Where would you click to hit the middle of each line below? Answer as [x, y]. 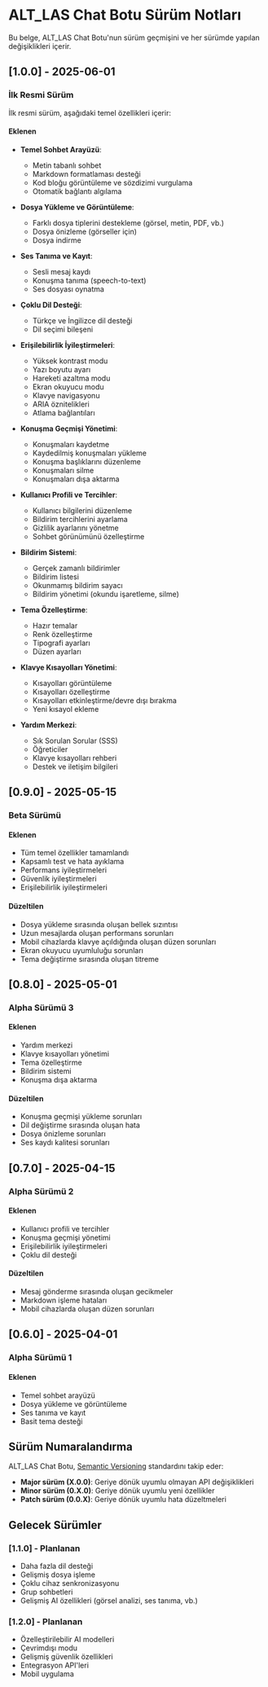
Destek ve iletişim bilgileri [75, 767]
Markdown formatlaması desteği [86, 174]
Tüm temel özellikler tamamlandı [74, 853]
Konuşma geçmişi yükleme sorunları [81, 1117]
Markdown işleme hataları [64, 1300]
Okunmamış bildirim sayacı [78, 585]
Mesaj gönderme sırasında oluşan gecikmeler [97, 1291]
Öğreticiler [50, 749]
